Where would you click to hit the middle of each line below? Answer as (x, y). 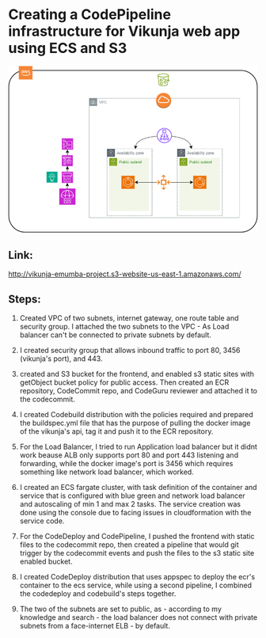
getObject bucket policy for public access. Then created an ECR (124, 382)
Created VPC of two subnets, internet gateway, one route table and (129, 318)
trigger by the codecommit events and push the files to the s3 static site (137, 553)
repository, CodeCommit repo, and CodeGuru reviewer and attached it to (139, 391)
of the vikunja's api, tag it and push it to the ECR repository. (116, 431)
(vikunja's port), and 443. (61, 359)
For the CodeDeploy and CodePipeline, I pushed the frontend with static (137, 537)
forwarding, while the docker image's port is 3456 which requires (126, 464)
